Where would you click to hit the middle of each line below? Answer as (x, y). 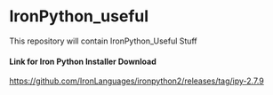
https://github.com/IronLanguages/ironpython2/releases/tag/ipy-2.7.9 (136, 81)
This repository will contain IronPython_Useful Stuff (103, 41)
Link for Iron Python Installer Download (83, 61)
